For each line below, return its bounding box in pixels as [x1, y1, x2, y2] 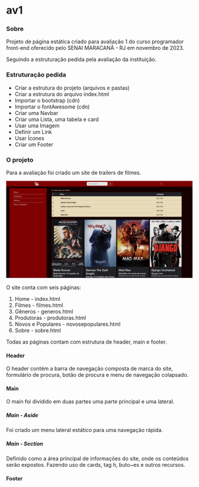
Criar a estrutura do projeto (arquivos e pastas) [14, 84, 130, 91]
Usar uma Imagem [14, 122, 60, 129]
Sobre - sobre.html [14, 326, 61, 334]
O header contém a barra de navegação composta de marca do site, [6, 365, 174, 372]
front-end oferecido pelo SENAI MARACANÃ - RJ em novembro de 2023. [6, 44, 185, 52]
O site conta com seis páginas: [6, 284, 82, 291]
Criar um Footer [14, 140, 53, 148]
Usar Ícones [14, 134, 44, 142]
